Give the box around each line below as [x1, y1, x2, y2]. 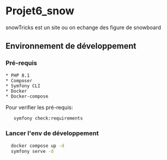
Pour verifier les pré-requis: [5, 103, 74, 111]
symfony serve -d [11, 148, 54, 154]
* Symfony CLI [5, 83, 41, 89]
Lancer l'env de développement [5, 129, 99, 137]
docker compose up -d [11, 143, 65, 149]
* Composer [5, 77, 33, 84]
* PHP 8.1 [5, 73, 30, 79]
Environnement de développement [5, 41, 137, 51]
